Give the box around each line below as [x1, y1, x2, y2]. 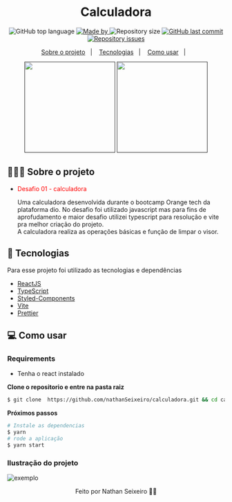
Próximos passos [7, 409, 58, 418]
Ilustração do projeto [7, 458, 79, 467]
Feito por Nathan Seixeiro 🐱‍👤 [75, 487, 157, 495]
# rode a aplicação [7, 435, 64, 442]
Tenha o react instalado [17, 370, 85, 378]
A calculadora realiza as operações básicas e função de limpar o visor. [17, 227, 219, 235]
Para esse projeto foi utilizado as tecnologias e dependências [7, 266, 182, 274]
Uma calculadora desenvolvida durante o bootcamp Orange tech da [17, 198, 211, 206]
